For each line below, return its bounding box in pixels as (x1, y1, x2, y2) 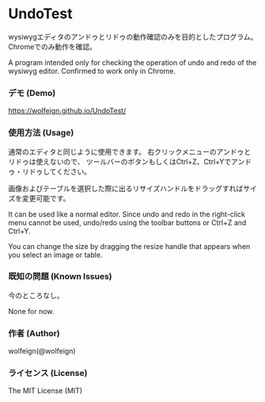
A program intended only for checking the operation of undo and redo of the (8, 57, 257, 67)
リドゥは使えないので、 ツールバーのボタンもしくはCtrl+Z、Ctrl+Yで (8, 156, 232, 167)
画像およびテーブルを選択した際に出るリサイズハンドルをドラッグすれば (8, 183, 244, 193)
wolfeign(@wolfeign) (8, 346, 77, 356)
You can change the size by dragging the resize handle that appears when (8, 241, 251, 251)
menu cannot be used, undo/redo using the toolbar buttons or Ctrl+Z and (8, 217, 247, 227)
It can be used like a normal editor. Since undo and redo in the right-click (8, 209, 246, 219)
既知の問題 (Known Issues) (8, 271, 112, 282)
